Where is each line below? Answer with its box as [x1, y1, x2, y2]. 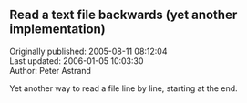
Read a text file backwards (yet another [9, 7, 238, 23]
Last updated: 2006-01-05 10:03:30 [9, 55, 144, 67]
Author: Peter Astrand [9, 65, 91, 76]
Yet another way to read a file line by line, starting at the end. [9, 82, 239, 94]
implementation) [9, 22, 107, 37]
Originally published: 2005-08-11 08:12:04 [9, 46, 168, 57]
